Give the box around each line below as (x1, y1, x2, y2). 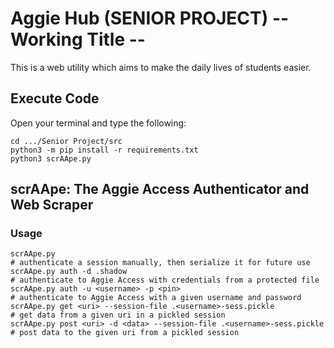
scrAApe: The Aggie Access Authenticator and (10, 181, 310, 198)
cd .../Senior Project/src (10, 136, 123, 146)
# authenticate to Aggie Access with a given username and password (10, 293, 302, 303)
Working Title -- (10, 28, 146, 51)
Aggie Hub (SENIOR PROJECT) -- (10, 7, 290, 30)
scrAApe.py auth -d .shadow (10, 267, 128, 277)
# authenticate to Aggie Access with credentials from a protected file (10, 275, 320, 286)
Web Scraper (10, 197, 94, 214)
